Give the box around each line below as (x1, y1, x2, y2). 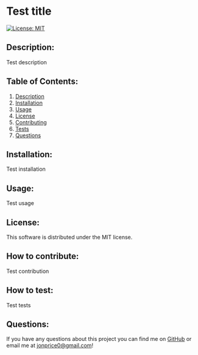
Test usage (6, 200, 35, 207)
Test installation (6, 165, 46, 173)
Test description (6, 58, 48, 65)
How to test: (6, 285, 54, 296)
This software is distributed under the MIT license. (6, 234, 133, 241)
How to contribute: (6, 251, 79, 261)
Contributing (15, 118, 47, 126)
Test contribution (6, 267, 49, 275)
